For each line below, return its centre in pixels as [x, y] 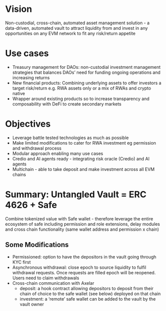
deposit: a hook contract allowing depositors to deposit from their [86, 288]
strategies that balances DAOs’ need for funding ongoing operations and [86, 72]
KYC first [22, 262]
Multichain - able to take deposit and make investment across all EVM [83, 169]
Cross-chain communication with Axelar [53, 283]
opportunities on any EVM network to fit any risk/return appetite [70, 33]
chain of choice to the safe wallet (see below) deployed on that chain [90, 294]
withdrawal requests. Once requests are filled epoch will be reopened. [84, 272]
